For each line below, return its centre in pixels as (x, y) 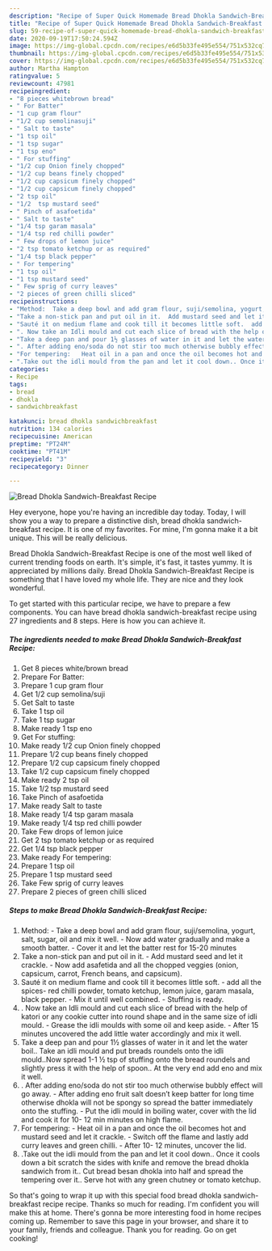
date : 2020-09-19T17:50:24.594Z (63, 38)
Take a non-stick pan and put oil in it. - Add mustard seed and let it (132, 957)
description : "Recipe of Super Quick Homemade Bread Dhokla (113, 16)
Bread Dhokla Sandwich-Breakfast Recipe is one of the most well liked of (131, 554)
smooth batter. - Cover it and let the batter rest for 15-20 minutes (129, 948)
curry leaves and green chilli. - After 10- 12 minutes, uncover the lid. (134, 1146)
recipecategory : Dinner (49, 467)
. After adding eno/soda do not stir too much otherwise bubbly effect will (142, 1085)
